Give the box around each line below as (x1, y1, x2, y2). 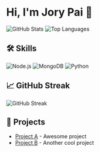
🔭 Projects (6, 117, 46, 127)
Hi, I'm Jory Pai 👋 (6, 5, 93, 19)
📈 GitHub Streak (6, 81, 70, 91)
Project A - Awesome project (14, 133, 87, 140)
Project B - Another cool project (14, 139, 95, 147)
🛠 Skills (6, 43, 37, 53)
